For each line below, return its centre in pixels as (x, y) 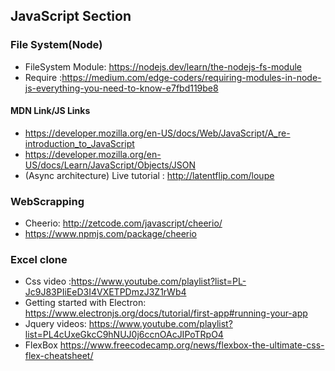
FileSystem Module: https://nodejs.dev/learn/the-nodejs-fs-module (163, 66)
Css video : (48, 281)
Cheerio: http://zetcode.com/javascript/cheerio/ (123, 223)
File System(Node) (56, 45)
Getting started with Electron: (85, 303)
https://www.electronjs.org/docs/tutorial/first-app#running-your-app (166, 313)
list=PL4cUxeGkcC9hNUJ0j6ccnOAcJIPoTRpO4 (124, 335)
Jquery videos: (55, 324)
